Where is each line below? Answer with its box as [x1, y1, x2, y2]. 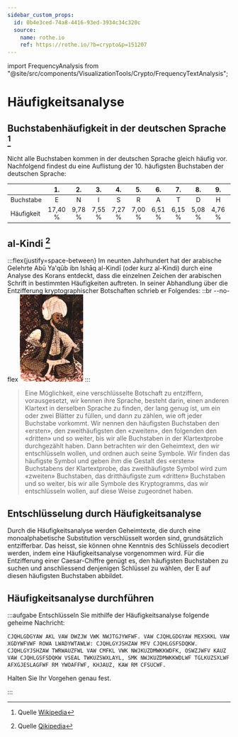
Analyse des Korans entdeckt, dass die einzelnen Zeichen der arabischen [7, 272, 222, 280]
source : [13, 26, 37, 33]
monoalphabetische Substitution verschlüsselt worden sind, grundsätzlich [7, 534, 223, 543]
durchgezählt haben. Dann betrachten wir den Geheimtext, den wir [24, 442, 220, 450]
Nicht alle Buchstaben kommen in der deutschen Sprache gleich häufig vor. [7, 155, 228, 163]
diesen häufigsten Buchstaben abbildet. [7, 572, 124, 580]
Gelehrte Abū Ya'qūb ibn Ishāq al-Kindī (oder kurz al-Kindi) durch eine [7, 264, 212, 272]
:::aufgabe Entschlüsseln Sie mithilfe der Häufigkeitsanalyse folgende [7, 611, 210, 620]
